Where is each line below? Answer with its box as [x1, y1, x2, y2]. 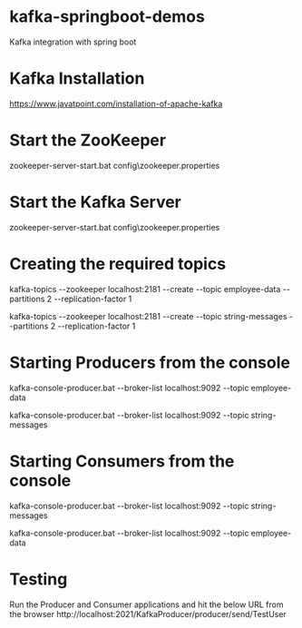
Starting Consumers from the [9, 451, 235, 471]
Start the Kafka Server [9, 192, 181, 212]
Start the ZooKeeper [9, 130, 166, 151]
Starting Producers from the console [9, 352, 290, 373]
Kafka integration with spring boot [9, 36, 137, 47]
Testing [9, 569, 68, 589]
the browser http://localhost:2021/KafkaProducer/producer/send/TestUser [9, 608, 287, 619]
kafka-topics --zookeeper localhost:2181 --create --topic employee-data [9, 283, 281, 294]
